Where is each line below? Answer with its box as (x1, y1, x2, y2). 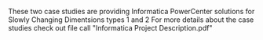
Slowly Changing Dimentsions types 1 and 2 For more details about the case (8, 15, 254, 24)
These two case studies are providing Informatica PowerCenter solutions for (8, 7, 255, 16)
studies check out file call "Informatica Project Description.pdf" (8, 24, 213, 32)
